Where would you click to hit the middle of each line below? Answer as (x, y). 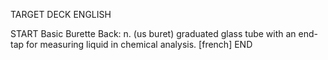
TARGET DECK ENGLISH (61, 14)
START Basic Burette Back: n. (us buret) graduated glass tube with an (153, 33)
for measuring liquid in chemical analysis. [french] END (139, 44)
